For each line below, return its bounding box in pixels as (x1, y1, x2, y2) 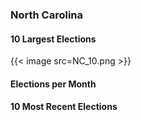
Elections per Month (10, 78, 97, 90)
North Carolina (10, 8, 84, 22)
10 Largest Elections (10, 33, 97, 45)
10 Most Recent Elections (10, 101, 118, 113)
